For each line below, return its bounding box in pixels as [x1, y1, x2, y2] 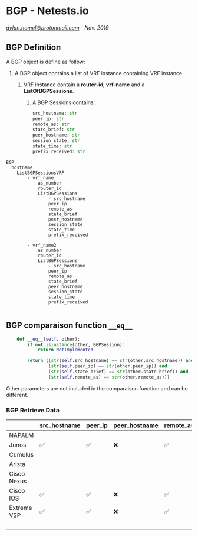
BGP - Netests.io [6, 4, 90, 18]
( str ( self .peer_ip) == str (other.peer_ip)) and [48, 363, 167, 369]
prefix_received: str [32, 148, 85, 154]
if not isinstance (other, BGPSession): [27, 341, 126, 347]
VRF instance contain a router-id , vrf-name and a [23, 81, 145, 88]
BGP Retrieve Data [6, 406, 60, 414]
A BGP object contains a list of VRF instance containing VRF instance [14, 69, 183, 76]
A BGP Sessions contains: [32, 99, 95, 106]
